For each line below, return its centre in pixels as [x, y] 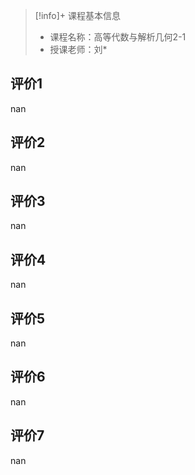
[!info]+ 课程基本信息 [78, 15]
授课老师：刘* [78, 49]
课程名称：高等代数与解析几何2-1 [118, 37]
